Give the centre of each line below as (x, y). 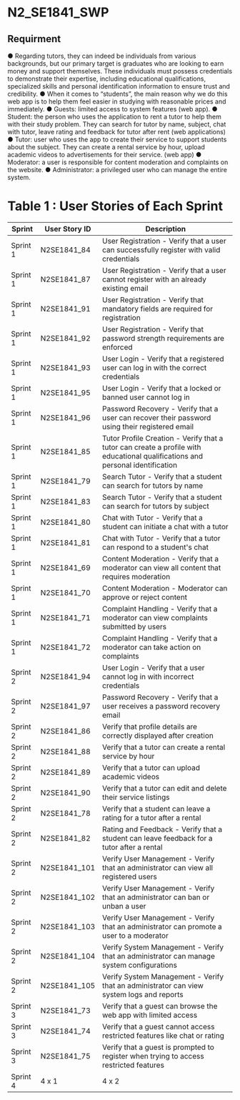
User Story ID (68, 229)
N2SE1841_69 (65, 567)
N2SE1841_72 (65, 647)
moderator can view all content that (162, 567)
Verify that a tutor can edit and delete (165, 788)
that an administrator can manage (159, 956)
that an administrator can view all (157, 867)
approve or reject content (145, 597)
